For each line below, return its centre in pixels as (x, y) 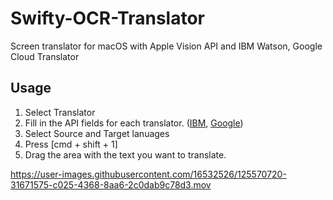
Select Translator (60, 112)
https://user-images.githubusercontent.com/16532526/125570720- (148, 174)
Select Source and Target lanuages (97, 133)
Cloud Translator (45, 56)
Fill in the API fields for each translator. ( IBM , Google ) (134, 123)
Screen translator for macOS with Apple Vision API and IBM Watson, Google (166, 46)
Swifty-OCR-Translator (107, 18)
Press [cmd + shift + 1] (71, 144)
